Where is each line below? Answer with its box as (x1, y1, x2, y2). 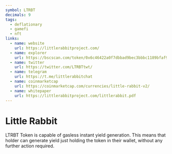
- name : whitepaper (10, 88, 52, 94)
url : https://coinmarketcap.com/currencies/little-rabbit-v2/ (14, 83, 150, 89)
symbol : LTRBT (5, 7, 36, 13)
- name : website (10, 41, 45, 46)
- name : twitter (10, 60, 45, 65)
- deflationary (10, 21, 42, 27)
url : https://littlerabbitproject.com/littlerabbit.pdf (14, 93, 137, 98)
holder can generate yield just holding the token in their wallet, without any (5, 138, 163, 144)
